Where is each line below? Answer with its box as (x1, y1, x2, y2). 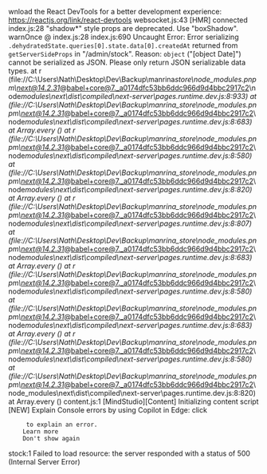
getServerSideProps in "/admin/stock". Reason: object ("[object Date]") (8, 49, 241, 58)
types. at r (8, 66, 42, 75)
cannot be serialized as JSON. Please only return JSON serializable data (8, 57, 246, 67)
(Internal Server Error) (8, 457, 81, 466)
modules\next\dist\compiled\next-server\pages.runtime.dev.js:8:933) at (21, 92, 257, 101)
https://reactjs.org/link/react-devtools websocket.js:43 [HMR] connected (8, 15, 249, 25)
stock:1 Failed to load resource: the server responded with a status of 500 (8, 448, 251, 458)
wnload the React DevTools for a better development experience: (8, 7, 222, 16)
